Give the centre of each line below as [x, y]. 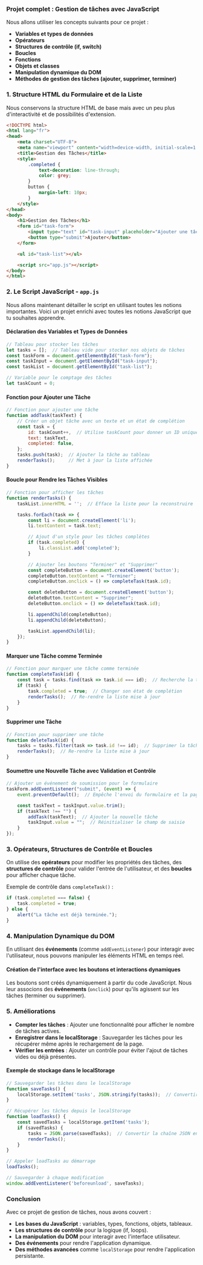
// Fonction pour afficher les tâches [55, 493]
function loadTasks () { [36, 1117]
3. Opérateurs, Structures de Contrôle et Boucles [79, 849]
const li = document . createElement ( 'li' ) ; [82, 520]
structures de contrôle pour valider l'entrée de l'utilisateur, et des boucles [99, 869]
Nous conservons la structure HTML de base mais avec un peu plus [91, 108]
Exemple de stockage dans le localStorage [61, 1070]
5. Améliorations [31, 1011]
